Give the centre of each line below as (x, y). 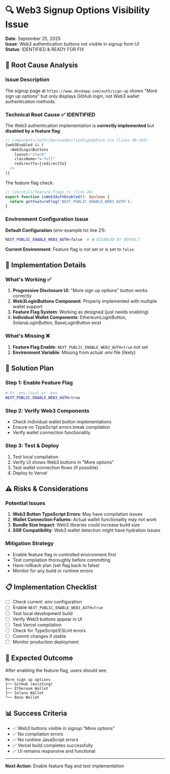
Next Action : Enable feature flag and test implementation (65, 766)
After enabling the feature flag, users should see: (56, 670)
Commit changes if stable (39, 636)
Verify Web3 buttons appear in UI (47, 619)
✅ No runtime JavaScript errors (45, 740)
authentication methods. (31, 101)
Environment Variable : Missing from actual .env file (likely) (74, 352)
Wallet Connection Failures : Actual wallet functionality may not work (84, 519)
